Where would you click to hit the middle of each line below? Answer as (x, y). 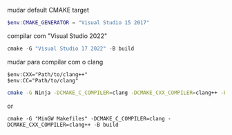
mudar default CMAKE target (48, 10)
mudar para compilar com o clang (55, 62)
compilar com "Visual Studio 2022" (57, 36)
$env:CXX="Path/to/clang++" (48, 74)
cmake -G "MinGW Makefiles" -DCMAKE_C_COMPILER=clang (86, 118)
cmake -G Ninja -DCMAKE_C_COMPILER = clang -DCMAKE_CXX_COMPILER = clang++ (112, 93)
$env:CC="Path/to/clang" (43, 80)
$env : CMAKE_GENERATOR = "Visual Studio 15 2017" (78, 23)
